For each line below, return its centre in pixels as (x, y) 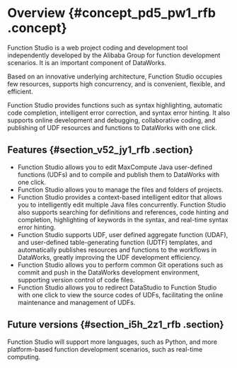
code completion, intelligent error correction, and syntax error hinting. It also (119, 113)
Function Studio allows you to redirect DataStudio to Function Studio (117, 287)
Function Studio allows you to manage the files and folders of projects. (121, 190)
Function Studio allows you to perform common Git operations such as (120, 265)
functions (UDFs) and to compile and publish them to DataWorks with (118, 174)
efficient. (20, 91)
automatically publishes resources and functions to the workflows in (117, 250)
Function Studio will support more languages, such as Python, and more (112, 342)
